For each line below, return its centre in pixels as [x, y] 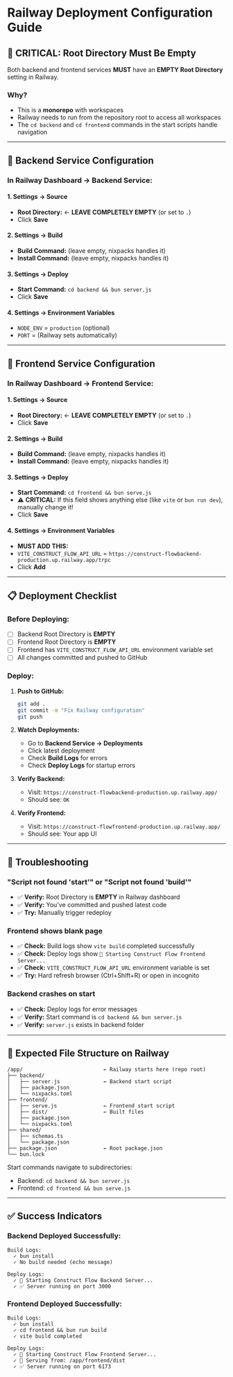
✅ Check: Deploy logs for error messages [77, 1009]
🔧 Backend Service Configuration [80, 160]
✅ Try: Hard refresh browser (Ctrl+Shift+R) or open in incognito [108, 976]
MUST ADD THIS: [43, 546]
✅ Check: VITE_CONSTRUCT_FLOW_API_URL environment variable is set [113, 967]
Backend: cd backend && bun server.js [74, 1180]
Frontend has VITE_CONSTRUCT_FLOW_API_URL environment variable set [115, 650]
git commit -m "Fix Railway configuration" [81, 710]
